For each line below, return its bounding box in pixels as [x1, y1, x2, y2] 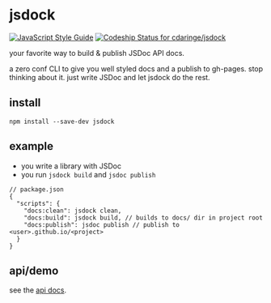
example [9, 139, 54, 153]
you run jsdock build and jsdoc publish [20, 169, 156, 179]
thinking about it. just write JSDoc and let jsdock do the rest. [9, 72, 210, 82]
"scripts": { [16, 199, 61, 207]
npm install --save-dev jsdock [9, 117, 115, 126]
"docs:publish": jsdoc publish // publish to [23, 220, 180, 228]
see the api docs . [9, 285, 67, 295]
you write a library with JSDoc [20, 160, 122, 171]
